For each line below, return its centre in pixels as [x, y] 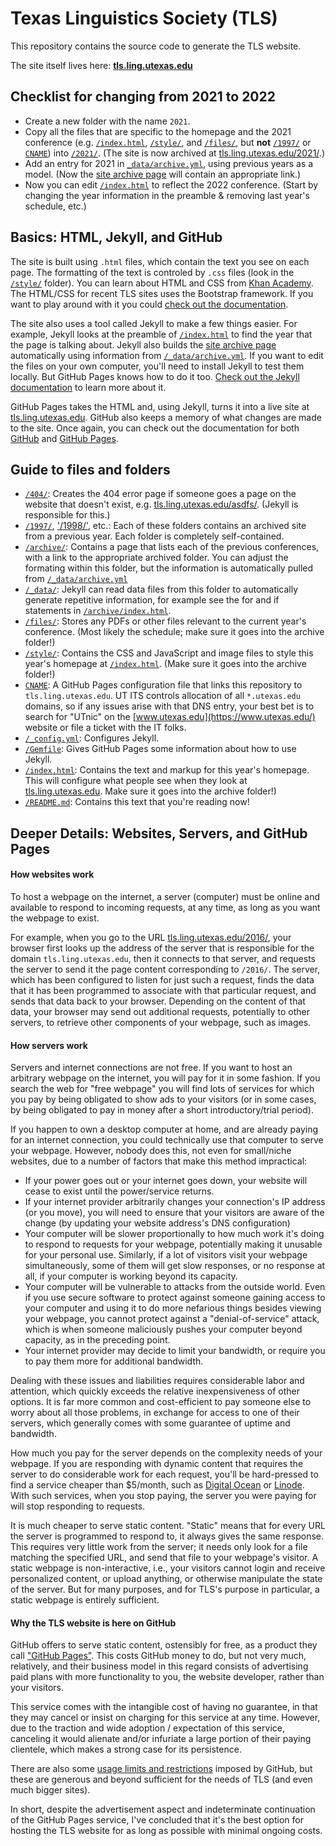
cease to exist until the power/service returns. [119, 1191]
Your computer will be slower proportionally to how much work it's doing [174, 1234]
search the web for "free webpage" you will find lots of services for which [162, 1089]
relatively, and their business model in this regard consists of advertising [159, 1666]
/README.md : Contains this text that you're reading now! [137, 802]
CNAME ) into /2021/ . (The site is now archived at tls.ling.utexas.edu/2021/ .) [174, 153]
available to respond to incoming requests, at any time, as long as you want [165, 907]
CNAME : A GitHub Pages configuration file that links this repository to [163, 685]
